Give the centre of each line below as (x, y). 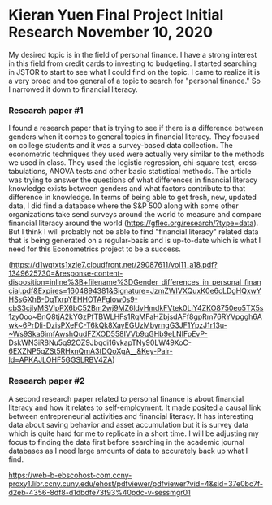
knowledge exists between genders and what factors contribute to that (127, 189)
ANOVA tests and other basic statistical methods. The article (150, 172)
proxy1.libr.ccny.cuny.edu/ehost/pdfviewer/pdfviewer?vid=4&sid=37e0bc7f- (136, 483)
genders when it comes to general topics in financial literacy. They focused (134, 137)
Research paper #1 (46, 110)
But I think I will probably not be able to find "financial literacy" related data (134, 232)
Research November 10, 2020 (111, 32)
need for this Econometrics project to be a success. (95, 249)
